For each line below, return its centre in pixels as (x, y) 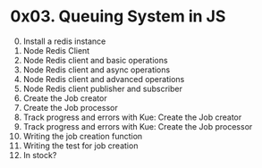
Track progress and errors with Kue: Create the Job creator (132, 117)
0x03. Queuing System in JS (118, 17)
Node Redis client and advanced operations (104, 79)
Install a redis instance (64, 41)
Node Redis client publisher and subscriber (102, 88)
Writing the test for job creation (80, 146)
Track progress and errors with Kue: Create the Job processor (138, 126)
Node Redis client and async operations (97, 70)
